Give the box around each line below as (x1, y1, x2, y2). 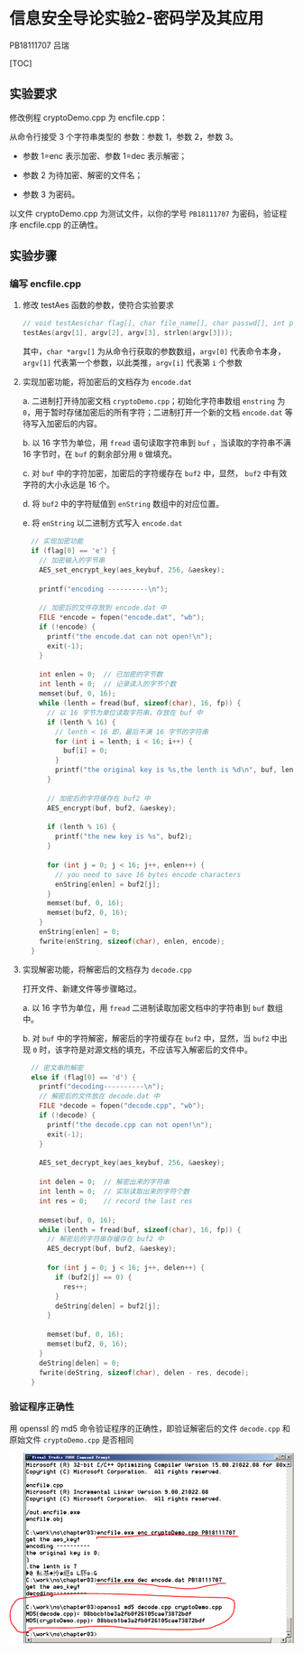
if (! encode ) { (39, 622, 96, 632)
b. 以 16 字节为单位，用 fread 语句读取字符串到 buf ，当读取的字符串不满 (22, 437, 291, 448)
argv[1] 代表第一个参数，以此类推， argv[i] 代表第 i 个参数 (22, 358, 243, 369)
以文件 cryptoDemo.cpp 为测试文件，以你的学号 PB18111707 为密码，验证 (9, 208, 280, 219)
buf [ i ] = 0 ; (62, 746, 108, 755)
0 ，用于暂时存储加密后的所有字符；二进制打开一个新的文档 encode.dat (22, 407, 283, 418)
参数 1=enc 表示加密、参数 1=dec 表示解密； (22, 150, 188, 161)
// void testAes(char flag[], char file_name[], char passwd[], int (22, 319, 286, 328)
